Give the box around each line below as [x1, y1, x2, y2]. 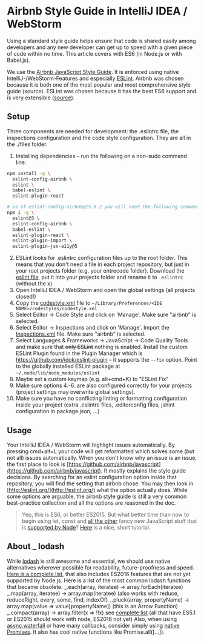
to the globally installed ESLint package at [15, 362, 120, 370]
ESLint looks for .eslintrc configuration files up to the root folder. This [15, 254, 188, 262]
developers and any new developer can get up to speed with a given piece [7, 44, 193, 51]
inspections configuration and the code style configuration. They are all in [7, 134, 191, 141]
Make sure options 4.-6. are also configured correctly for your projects [15, 382, 192, 389]
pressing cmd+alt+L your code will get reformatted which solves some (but [7, 447, 195, 455]
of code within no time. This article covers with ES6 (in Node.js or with [7, 50, 182, 57]
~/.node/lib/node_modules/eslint [15, 370, 100, 376]
